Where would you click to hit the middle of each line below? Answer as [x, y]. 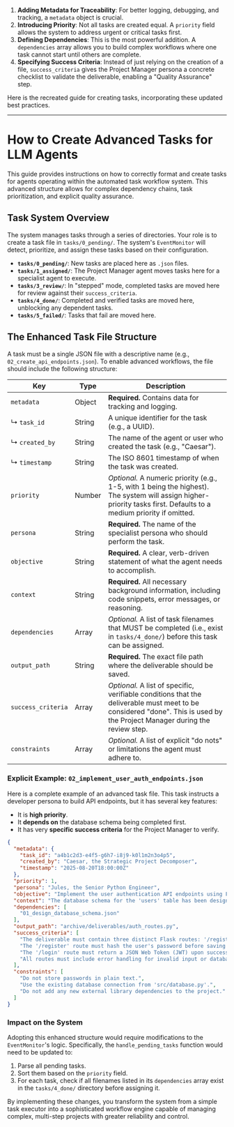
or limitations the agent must [154, 749]
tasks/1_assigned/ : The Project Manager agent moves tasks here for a [118, 271]
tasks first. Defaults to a [172, 504]
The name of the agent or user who [165, 437]
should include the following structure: [62, 368]
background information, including [164, 590]
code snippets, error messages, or [164, 599]
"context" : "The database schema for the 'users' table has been [110, 900]
